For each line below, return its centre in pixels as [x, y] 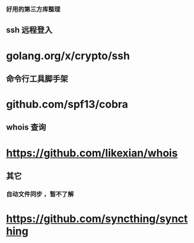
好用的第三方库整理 [33, 9]
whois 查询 [26, 127]
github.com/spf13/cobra [67, 104]
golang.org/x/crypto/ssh [68, 55]
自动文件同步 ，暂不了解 [40, 194]
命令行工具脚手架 [37, 78]
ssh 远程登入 [29, 30]
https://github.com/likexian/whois [92, 153]
